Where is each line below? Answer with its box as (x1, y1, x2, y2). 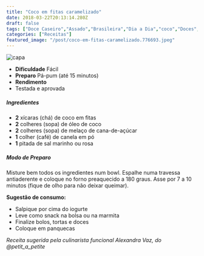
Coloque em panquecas (15, 224, 75, 232)
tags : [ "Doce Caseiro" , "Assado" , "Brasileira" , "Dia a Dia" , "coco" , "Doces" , (6, 25, 200, 32)
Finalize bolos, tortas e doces (15, 218, 89, 225)
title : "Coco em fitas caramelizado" (6, 8, 102, 15)
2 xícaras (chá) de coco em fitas (15, 113, 97, 121)
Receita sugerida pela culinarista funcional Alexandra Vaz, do (6, 236, 162, 243)
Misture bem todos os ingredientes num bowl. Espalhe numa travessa (6, 169, 180, 176)
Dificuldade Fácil (15, 66, 59, 73)
